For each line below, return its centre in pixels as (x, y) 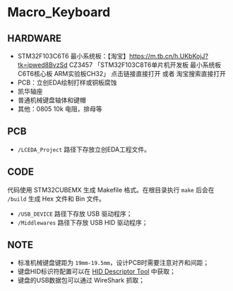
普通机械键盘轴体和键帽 (52, 100)
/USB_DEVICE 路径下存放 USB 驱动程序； (75, 213)
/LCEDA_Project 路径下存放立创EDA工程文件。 (84, 149)
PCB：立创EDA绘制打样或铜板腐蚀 (67, 82)
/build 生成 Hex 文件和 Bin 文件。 (56, 199)
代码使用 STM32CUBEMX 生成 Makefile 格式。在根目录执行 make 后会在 (111, 190)
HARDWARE (35, 38)
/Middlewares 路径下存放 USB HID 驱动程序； (83, 222)
